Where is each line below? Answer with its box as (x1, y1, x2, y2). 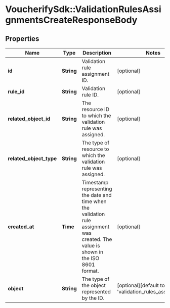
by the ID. (81, 294, 105, 301)
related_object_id (8, 115, 51, 122)
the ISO (81, 255, 100, 262)
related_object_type (8, 155, 57, 162)
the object (81, 282, 106, 289)
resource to (81, 145, 109, 152)
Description (82, 49, 111, 56)
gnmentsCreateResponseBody (5, 14, 138, 26)
